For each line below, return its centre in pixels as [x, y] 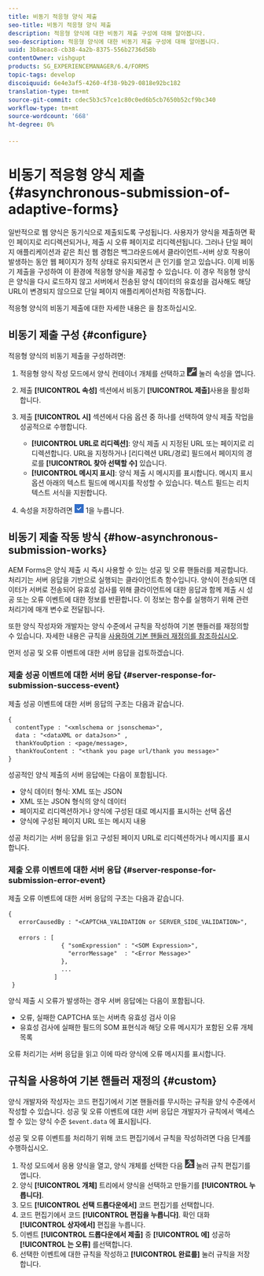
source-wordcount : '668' [49, 117]
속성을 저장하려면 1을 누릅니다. [71, 510]
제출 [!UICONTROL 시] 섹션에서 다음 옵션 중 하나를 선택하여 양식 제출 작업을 [136, 417]
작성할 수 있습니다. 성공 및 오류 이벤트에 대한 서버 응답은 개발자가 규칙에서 [121, 1111]
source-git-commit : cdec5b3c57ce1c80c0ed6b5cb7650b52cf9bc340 [112, 100]
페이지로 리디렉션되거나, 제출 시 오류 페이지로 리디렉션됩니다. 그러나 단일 [127, 242]
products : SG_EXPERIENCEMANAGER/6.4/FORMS [79, 67]
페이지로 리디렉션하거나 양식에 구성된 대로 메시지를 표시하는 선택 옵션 [125, 810]
